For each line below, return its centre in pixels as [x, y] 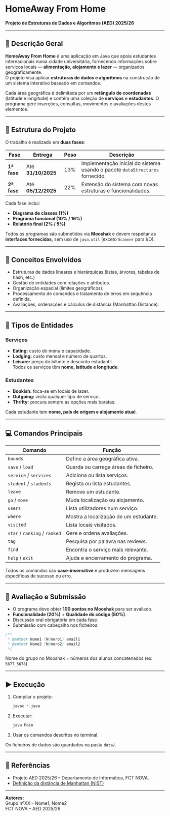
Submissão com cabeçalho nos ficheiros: [55, 625]
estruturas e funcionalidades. [116, 190]
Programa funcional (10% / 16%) [47, 218]
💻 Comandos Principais [44, 433]
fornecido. [94, 176]
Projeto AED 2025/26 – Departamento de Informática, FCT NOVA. [81, 778]
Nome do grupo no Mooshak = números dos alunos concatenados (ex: [79, 658]
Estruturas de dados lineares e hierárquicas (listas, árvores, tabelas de [86, 272]
